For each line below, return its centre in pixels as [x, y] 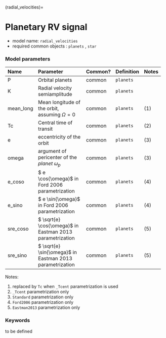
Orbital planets [55, 80]
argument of [52, 151]
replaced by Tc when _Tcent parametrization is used [65, 287]
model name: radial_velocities [45, 41]
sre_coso [18, 229]
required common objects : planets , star [54, 46]
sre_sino [17, 255]
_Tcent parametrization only [41, 292]
